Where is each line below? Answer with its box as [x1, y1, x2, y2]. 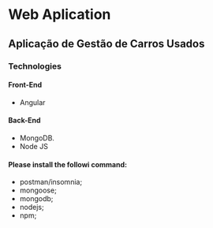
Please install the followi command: [8, 159, 128, 169]
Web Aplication [8, 6, 111, 24]
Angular [19, 97, 46, 107]
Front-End [8, 80, 43, 90]
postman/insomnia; [19, 178, 83, 187]
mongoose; [19, 185, 57, 195]
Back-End [8, 116, 41, 125]
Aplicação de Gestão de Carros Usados [8, 37, 205, 50]
